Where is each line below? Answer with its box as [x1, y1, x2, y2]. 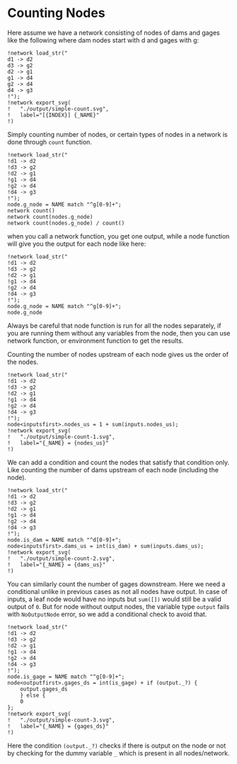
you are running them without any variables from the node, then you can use [7, 329, 231, 337]
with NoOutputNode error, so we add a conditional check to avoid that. [7, 610, 207, 618]
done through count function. [7, 137, 92, 146]
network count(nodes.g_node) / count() [7, 219, 125, 227]
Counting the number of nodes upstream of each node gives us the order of [7, 350, 229, 358]
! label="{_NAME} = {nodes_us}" [7, 439, 110, 447]
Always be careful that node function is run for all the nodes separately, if [7, 321, 221, 330]
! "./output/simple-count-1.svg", [7, 433, 115, 440]
